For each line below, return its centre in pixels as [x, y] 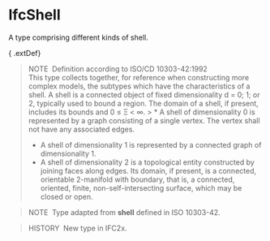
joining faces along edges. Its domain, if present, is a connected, [148, 170]
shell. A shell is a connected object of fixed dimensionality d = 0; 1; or [144, 94]
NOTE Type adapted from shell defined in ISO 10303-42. [124, 212]
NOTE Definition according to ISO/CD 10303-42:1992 [118, 69]
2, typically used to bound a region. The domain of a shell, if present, [144, 103]
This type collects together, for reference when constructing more [139, 77]
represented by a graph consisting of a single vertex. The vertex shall [144, 120]
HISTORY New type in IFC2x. [77, 228]
